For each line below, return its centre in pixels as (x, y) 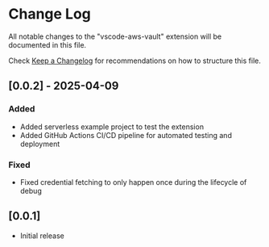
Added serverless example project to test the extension (112, 127)
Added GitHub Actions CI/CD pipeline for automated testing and (126, 135)
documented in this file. (48, 44)
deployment (40, 144)
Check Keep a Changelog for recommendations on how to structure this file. (135, 61)
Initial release (42, 236)
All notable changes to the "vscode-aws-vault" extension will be (115, 36)
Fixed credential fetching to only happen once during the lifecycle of (133, 182)
